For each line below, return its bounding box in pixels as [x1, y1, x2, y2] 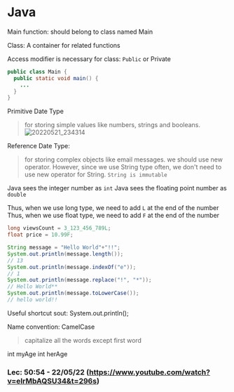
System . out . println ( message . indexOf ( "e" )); [7, 263, 137, 270]
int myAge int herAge [7, 349, 68, 358]
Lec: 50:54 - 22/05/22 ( [7, 367, 90, 377]
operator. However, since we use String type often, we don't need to [24, 163, 222, 171]
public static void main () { [13, 74, 99, 81]
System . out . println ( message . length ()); [7, 250, 124, 257]
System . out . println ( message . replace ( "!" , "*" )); [7, 277, 152, 284]
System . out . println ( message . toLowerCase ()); [7, 289, 139, 297]
